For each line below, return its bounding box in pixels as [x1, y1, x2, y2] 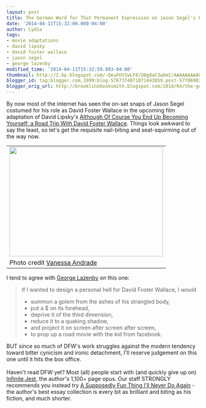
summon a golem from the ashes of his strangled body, [30, 298, 170, 305]
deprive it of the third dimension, [30, 311, 113, 318]
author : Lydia [6, 26, 43, 33]
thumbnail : [6, 72, 34, 78]
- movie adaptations [6, 37, 59, 44]
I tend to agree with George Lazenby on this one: [6, 274, 130, 281]
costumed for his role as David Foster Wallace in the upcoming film [6, 107, 176, 114]
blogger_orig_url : [6, 84, 53, 90]
